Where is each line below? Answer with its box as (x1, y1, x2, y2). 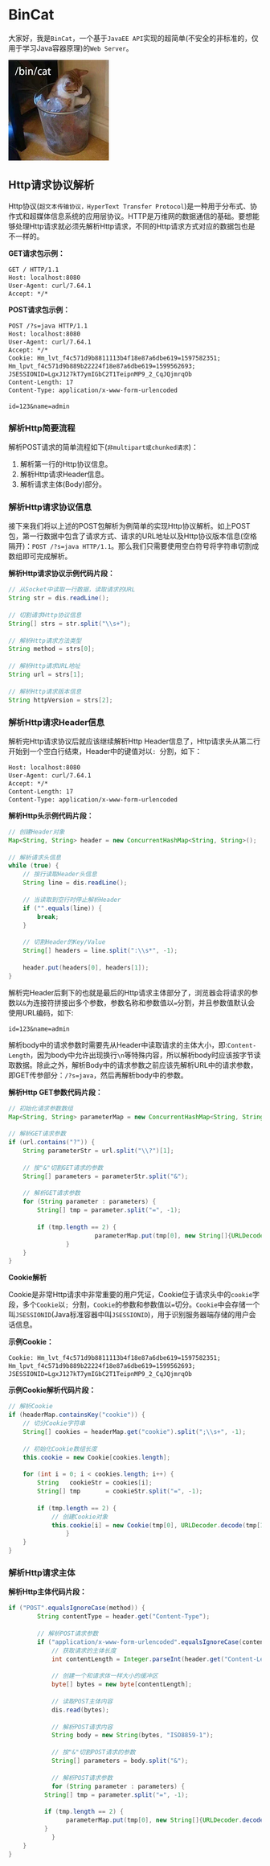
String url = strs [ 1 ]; (8, 670, 84, 679)
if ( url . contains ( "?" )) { (8, 1139, 95, 1147)
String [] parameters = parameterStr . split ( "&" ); (22, 1172, 189, 1180)
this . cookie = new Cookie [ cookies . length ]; (22, 1453, 171, 1461)
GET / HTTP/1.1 (8, 266, 59, 274)
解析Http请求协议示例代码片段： (8, 569, 115, 579)
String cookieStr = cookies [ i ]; (37, 1479, 153, 1487)
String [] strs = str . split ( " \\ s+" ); (8, 620, 131, 628)
